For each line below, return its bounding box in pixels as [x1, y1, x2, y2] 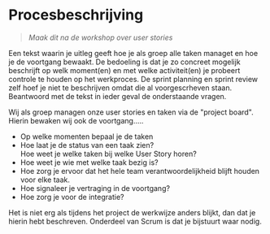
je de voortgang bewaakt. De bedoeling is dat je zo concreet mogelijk [8, 57, 242, 67]
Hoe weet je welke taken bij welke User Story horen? [20, 149, 197, 158]
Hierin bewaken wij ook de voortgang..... [8, 115, 144, 125]
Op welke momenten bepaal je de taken [20, 132, 154, 141]
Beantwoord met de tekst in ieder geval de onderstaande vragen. [8, 91, 227, 101]
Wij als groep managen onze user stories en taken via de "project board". [8, 107, 254, 117]
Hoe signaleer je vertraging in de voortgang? [20, 183, 171, 193]
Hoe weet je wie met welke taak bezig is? [20, 157, 159, 167]
